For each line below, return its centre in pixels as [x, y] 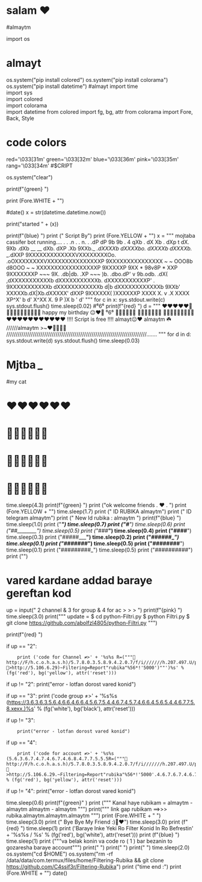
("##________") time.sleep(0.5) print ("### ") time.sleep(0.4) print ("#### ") [99, 531]
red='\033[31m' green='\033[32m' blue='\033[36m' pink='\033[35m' [93, 159]
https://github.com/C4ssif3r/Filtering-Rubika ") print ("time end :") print [94, 867]
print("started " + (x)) [32, 224]
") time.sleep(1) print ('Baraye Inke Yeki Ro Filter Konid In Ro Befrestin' [107, 828]
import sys [20, 92]
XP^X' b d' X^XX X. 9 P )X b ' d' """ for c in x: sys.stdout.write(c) [86, 299]
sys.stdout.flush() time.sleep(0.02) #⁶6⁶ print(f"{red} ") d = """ [84, 306]
